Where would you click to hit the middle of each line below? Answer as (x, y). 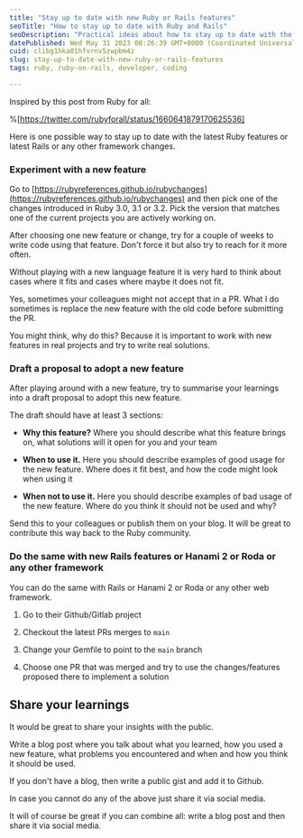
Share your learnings (69, 705)
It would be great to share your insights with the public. (112, 726)
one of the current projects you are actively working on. (113, 218)
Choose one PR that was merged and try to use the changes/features (151, 667)
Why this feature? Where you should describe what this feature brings (154, 433)
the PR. (23, 318)
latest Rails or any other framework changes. (92, 146)
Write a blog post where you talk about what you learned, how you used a (147, 744)
